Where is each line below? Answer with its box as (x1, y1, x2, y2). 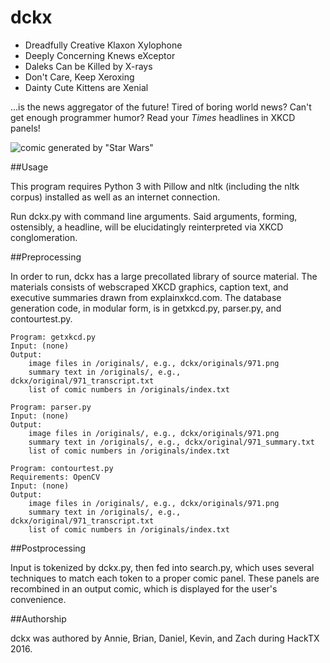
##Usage (10, 161, 49, 173)
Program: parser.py (10, 402, 92, 412)
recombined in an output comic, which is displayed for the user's (10, 582, 278, 595)
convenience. (10, 593, 67, 605)
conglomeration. (10, 231, 78, 243)
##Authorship (10, 612, 67, 625)
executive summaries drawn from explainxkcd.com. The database (10, 291, 282, 303)
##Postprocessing (10, 542, 87, 554)
